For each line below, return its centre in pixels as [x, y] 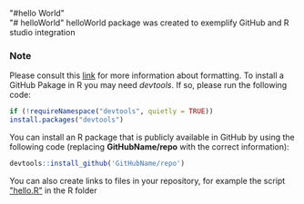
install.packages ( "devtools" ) [67, 120]
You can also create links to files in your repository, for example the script [147, 180]
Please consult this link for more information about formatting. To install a [147, 75]
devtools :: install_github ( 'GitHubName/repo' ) [97, 164]
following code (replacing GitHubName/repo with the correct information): [149, 147]
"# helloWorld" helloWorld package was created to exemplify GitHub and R [149, 23]
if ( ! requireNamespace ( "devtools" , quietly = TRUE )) [111, 112]
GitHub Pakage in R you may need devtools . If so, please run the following [148, 85]
